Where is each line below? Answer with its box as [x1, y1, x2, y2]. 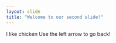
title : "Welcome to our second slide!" [6, 14, 104, 20]
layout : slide [6, 8, 41, 15]
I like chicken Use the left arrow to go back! [6, 30, 111, 37]
